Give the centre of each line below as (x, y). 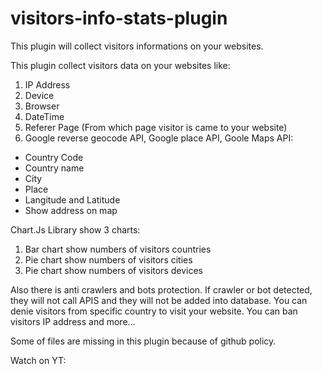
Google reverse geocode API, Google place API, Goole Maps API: (159, 138)
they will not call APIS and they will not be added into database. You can (159, 300)
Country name (54, 168)
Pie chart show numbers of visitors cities (108, 259)
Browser (42, 106)
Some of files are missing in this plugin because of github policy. (143, 341)
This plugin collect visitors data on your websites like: (120, 65)
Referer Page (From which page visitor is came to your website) (156, 127)
